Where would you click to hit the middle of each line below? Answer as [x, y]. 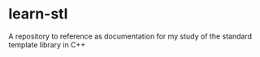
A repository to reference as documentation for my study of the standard [130, 36]
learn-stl [38, 14]
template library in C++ [47, 44]
